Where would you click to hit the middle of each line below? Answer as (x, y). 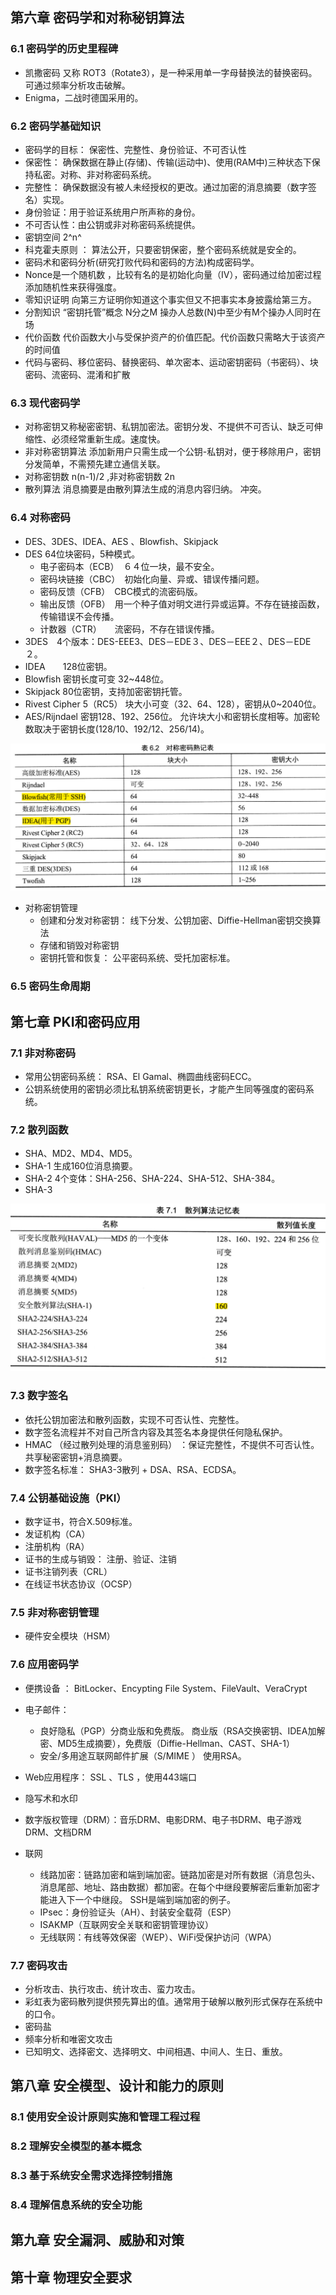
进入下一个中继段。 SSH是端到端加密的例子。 (142, 1899)
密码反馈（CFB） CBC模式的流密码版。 (121, 591)
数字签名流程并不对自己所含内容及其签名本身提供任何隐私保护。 (156, 1432)
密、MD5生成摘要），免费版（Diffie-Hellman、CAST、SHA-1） (167, 1743)
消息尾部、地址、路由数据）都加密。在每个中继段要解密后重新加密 (175, 1887)
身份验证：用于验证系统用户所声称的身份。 (112, 212)
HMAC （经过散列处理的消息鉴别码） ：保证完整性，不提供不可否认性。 (172, 1444)
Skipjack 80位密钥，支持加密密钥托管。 (106, 691)
